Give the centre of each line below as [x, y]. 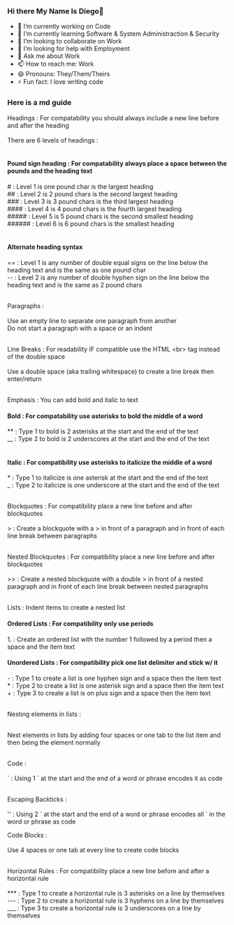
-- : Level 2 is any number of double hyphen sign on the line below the [108, 278]
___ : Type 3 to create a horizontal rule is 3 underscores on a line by [104, 908]
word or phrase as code [42, 822]
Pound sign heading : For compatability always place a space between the [117, 164]
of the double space [36, 357]
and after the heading [38, 125]
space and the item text [41, 647]
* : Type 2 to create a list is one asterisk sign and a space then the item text [116, 685]
